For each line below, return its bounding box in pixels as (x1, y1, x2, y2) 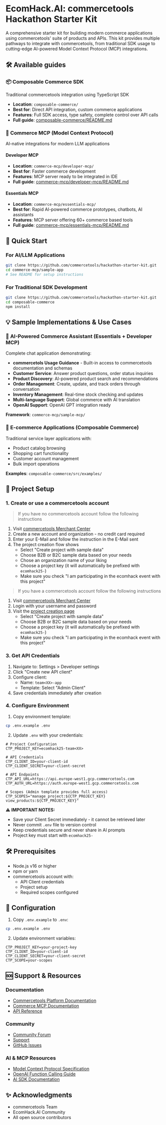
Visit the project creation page (12, 608, 75, 614)
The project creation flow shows (12, 542, 79, 548)
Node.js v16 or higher (12, 863, 56, 869)
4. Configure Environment (5, 702, 69, 709)
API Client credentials (20, 878, 64, 884)
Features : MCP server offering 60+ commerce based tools (12, 217, 133, 223)
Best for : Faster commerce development (12, 168, 96, 174)
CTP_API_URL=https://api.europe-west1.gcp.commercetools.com (5, 776, 135, 781)
